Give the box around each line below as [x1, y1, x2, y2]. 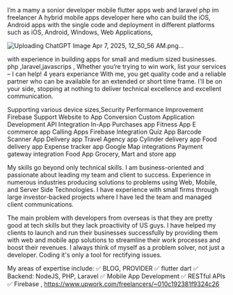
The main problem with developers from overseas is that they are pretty [7, 214, 213, 222]
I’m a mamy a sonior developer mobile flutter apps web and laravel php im [7, 6, 219, 14]
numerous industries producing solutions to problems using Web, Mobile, [7, 178, 217, 186]
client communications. [7, 200, 74, 208]
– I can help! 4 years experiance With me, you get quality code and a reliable [7, 70, 227, 78]
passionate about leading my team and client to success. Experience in [7, 170, 211, 179]
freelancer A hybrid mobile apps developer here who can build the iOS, [7, 13, 211, 22]
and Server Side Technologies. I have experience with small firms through [7, 186, 219, 193]
